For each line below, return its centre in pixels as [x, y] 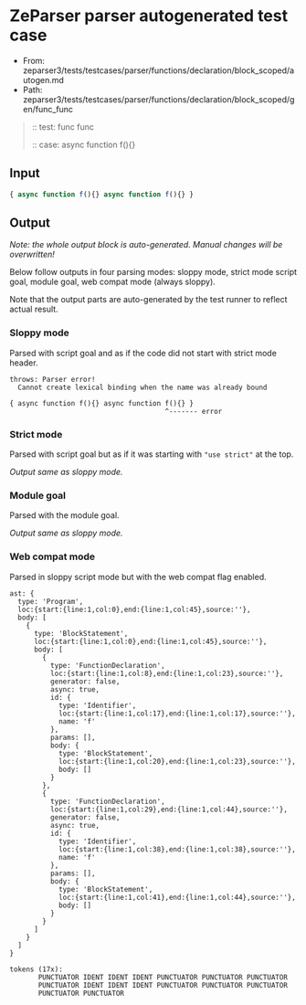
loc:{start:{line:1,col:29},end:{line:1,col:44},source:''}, [169, 809]
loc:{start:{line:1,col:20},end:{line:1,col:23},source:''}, [177, 761]
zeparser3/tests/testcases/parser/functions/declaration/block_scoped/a [158, 70]
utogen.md [43, 79]
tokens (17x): [37, 969]
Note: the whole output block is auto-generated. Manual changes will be [146, 245]
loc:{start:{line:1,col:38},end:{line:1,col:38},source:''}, [177, 849]
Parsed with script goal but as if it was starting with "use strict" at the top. [152, 454]
